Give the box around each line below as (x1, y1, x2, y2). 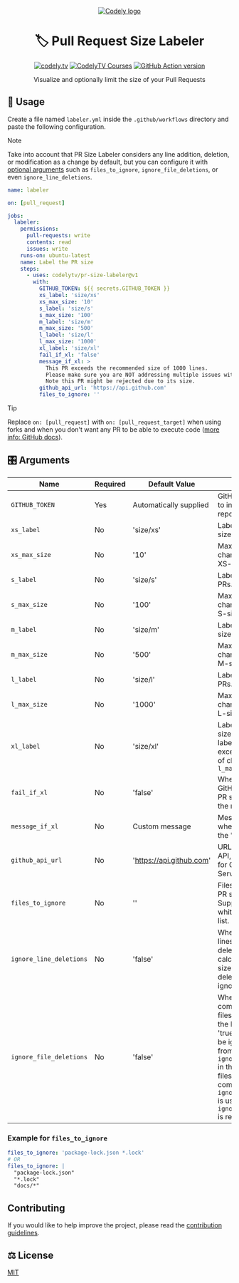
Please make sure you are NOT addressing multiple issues (45, 371, 221, 378)
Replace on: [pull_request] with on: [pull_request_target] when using (7, 417, 222, 426)
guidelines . (7, 1229, 40, 1237)
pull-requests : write (26, 232, 91, 239)
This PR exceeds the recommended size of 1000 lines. (45, 364, 208, 372)
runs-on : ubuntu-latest (20, 251, 91, 259)
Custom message (132, 821, 191, 831)
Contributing (7, 1202, 65, 1214)
